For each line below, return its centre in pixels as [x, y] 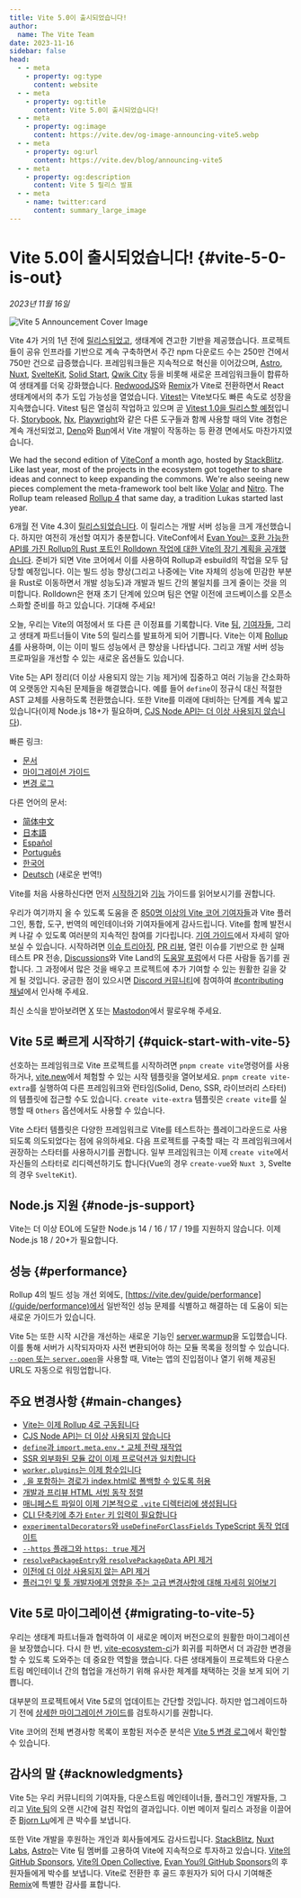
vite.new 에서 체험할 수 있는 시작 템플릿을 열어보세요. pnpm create [151, 1076]
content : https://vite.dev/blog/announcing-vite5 [128, 160]
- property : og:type [64, 77]
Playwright [98, 419]
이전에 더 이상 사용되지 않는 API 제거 [86, 1571]
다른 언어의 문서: [38, 802]
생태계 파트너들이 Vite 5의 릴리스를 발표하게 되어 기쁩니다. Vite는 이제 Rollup [153, 635]
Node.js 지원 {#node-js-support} [102, 1205]
